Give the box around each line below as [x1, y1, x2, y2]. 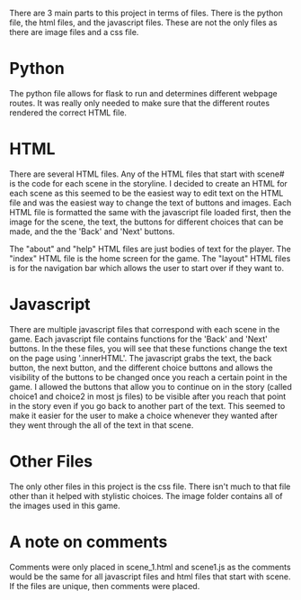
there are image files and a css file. [9, 27, 139, 37]
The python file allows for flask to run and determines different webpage [9, 87, 278, 98]
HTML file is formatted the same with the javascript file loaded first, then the [9, 206, 292, 217]
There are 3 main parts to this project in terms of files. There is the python [9, 8, 283, 18]
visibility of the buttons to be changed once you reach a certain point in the [9, 371, 288, 382]
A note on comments [9, 532, 168, 552]
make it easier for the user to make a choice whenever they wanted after [9, 410, 279, 421]
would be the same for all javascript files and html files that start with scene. [9, 571, 291, 582]
